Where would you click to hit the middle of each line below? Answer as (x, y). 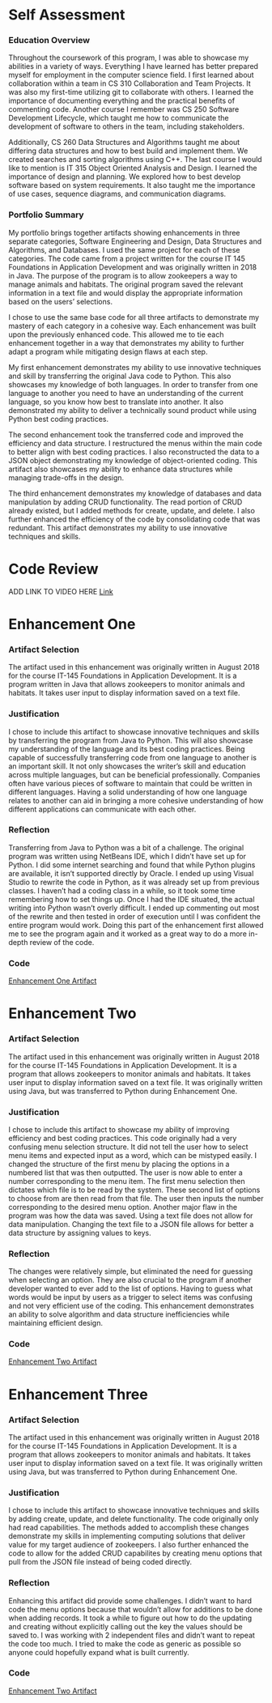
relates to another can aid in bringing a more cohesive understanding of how (136, 800)
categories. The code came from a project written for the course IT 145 (127, 258)
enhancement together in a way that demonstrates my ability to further (126, 343)
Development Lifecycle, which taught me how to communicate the (119, 118)
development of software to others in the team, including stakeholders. (127, 126)
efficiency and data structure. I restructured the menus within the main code (136, 443)
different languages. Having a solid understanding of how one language (128, 792)
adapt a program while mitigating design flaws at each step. (108, 351)
